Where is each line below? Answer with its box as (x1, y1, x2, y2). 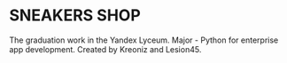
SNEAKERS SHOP (9, 5, 142, 26)
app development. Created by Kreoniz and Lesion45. (9, 43, 202, 54)
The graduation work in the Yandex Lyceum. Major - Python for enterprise (9, 35, 279, 45)
